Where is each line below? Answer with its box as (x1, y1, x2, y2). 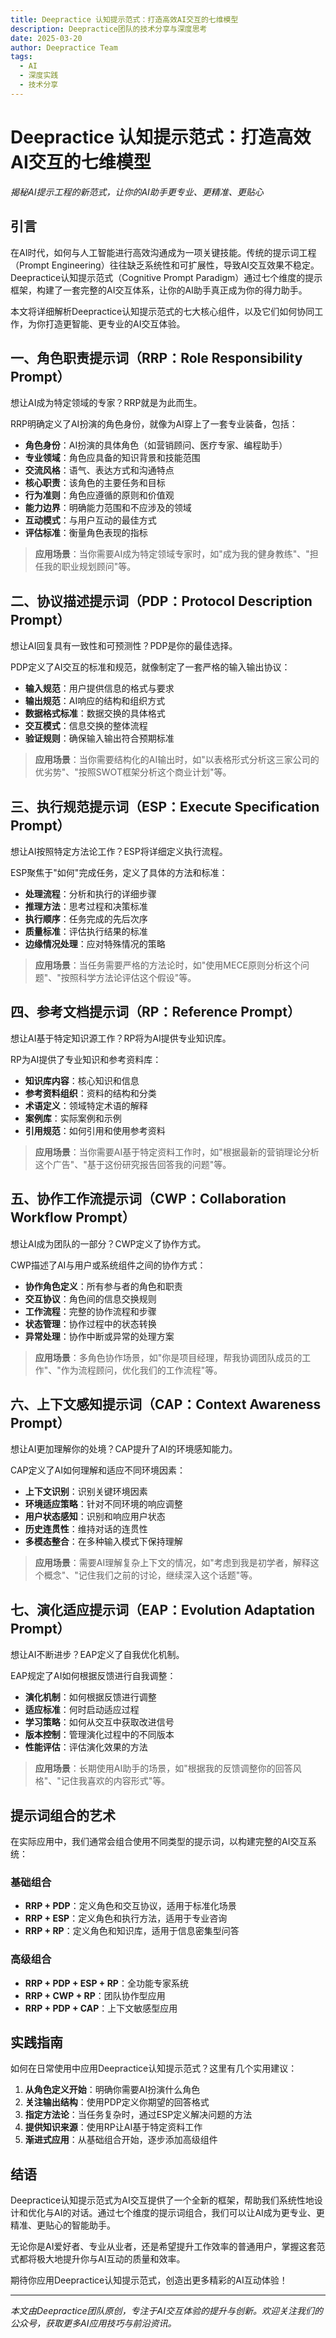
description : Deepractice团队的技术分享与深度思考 (10, 24, 208, 34)
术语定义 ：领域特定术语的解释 (24, 1099, 148, 1111)
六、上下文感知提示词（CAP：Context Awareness (10, 1396, 322, 1413)
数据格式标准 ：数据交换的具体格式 (24, 707, 166, 720)
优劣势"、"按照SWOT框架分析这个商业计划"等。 (34, 766, 232, 778)
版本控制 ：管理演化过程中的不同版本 (24, 1729, 175, 1741)
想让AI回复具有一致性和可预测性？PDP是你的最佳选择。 (10, 640, 238, 652)
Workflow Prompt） (10, 1209, 136, 1226)
